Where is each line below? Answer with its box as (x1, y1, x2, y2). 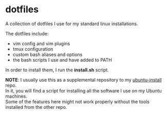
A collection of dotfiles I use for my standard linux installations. (5, 21, 138, 27)
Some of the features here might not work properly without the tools (5, 99, 150, 105)
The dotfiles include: (5, 30, 49, 36)
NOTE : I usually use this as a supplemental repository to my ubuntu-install (5, 76, 162, 83)
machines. (5, 93, 27, 99)
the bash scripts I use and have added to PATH (12, 56, 112, 63)
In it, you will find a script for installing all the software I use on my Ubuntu (5, 87, 162, 93)
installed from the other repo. (5, 104, 67, 110)
